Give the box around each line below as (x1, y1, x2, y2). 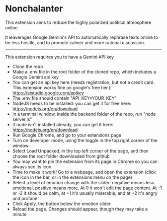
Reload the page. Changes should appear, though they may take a (12, 206, 148, 212)
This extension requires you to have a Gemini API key (5, 54, 114, 60)
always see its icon (12, 163, 52, 169)
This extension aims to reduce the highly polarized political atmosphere (5, 19, 152, 25)
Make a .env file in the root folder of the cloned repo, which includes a (12, 69, 157, 74)
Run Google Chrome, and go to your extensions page (12, 132, 122, 138)
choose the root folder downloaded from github (12, 153, 110, 159)
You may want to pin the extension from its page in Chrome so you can (12, 158, 158, 164)
